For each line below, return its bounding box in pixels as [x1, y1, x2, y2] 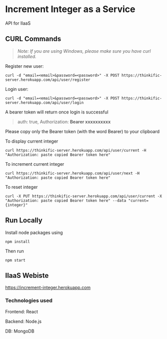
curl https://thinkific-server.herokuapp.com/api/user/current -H [5, 148, 146, 153]
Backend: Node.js [5, 318, 41, 324]
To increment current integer [5, 161, 64, 167]
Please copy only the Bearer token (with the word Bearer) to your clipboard [5, 128, 160, 134]
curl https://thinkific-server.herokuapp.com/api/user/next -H [5, 171, 140, 176]
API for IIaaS [5, 20, 31, 26]
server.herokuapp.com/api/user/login [5, 100, 84, 105]
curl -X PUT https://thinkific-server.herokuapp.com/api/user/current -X [5, 193, 162, 199]
